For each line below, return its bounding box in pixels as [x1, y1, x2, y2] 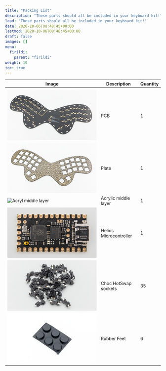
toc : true [5, 65, 26, 70]
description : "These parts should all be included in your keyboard [5, 13, 149, 18]
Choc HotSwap [101, 280, 132, 286]
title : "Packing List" [5, 8, 52, 13]
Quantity [140, 81, 159, 86]
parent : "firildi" [14, 55, 52, 60]
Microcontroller [101, 233, 132, 239]
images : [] [5, 40, 28, 44]
